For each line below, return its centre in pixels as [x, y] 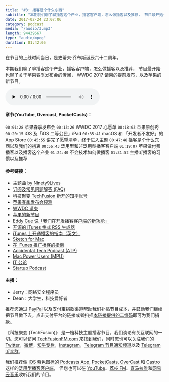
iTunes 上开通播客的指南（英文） [47, 234]
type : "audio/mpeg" [26, 38]
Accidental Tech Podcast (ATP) [45, 251]
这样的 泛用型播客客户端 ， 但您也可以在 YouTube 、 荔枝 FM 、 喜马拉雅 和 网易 [83, 368]
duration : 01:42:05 [26, 43]
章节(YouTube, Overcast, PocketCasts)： [49, 115]
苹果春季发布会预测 [32, 202]
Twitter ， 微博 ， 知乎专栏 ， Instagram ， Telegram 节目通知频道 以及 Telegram [83, 345]
